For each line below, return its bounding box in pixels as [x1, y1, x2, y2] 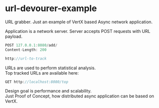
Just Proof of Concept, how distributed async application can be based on [5, 93, 155, 99]
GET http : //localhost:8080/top [5, 79, 69, 84]
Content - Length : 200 [5, 47, 47, 52]
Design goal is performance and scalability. [5, 88, 92, 94]
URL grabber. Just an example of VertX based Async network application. [5, 19, 153, 25]
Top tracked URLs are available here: [5, 70, 79, 76]
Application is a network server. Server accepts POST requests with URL [5, 28, 151, 34]
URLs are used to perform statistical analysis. [5, 65, 96, 71]
